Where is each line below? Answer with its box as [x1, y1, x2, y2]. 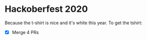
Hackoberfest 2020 [4, 3, 88, 15]
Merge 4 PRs [11, 29, 39, 35]
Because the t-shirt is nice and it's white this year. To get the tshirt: [4, 20, 142, 26]
